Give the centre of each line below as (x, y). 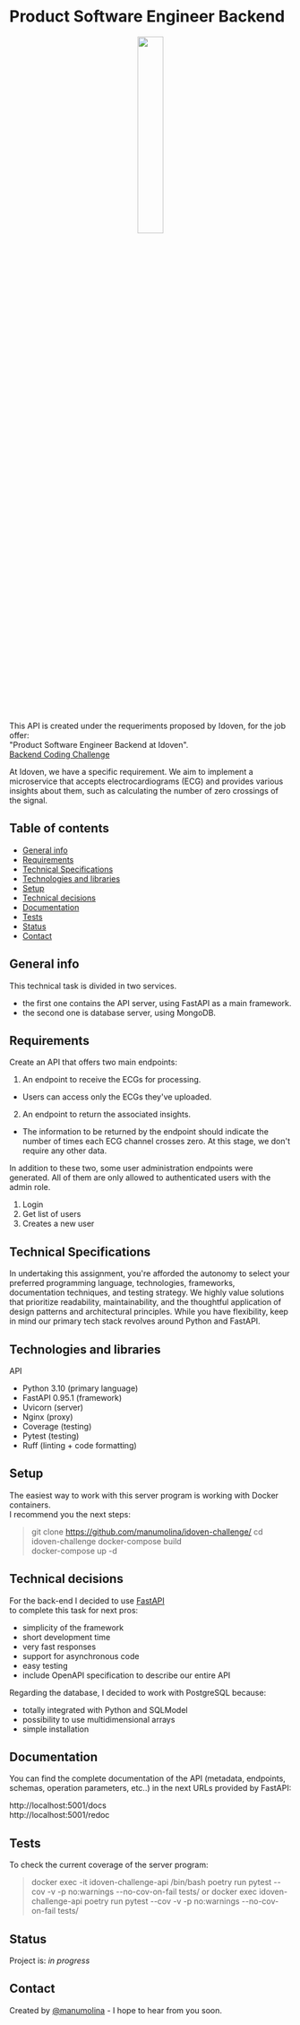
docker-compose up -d (74, 1551)
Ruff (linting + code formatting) (79, 1445)
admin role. (30, 1187)
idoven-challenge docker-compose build (106, 1541)
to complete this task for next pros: (74, 1610)
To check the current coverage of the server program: (109, 1865)
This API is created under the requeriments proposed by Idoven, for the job (148, 726)
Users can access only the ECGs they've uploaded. (117, 1097)
